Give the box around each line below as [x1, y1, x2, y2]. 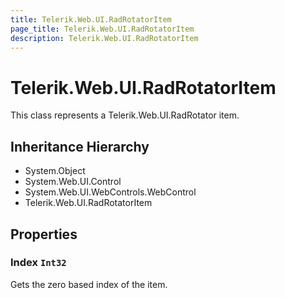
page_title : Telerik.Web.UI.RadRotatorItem [10, 24, 195, 34]
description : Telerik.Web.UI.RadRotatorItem [10, 33, 199, 43]
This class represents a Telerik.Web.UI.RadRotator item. [10, 109, 240, 121]
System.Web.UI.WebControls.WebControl [24, 186, 197, 198]
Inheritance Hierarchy [10, 138, 150, 155]
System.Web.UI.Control [24, 176, 122, 188]
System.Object [24, 165, 86, 177]
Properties [10, 226, 78, 243]
